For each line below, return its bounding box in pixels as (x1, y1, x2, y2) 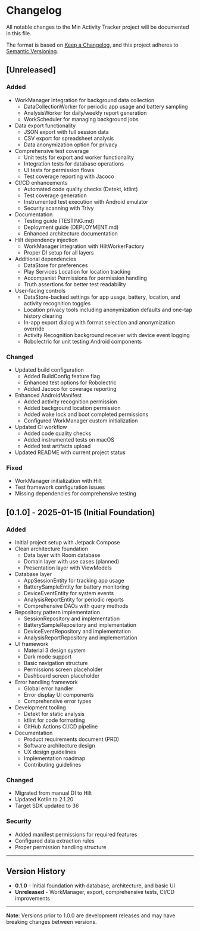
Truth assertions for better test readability (23, 280, 126, 287)
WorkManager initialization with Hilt (14, 477, 102, 485)
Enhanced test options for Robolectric (23, 379, 117, 386)
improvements (14, 895, 51, 902)
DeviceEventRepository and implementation (23, 627, 132, 635)
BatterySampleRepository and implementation (23, 621, 137, 628)
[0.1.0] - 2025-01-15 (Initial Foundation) (6, 507, 155, 517)
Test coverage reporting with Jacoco (23, 173, 115, 180)
